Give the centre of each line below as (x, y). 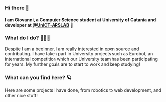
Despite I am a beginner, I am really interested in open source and (72, 49)
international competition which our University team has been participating (81, 59)
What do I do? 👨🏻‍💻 (28, 38)
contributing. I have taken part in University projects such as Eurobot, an (79, 53)
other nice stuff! (22, 96)
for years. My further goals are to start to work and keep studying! (73, 64)
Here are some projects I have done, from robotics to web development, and (83, 90)
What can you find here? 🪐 (38, 77)
